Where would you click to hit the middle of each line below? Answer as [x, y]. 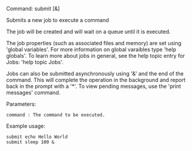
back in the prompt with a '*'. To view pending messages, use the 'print [94, 86]
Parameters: [21, 104]
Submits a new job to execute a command [58, 20]
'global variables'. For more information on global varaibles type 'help [91, 49]
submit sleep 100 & [30, 142]
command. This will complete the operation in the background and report [96, 80]
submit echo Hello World [37, 137]
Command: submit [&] [33, 9]
